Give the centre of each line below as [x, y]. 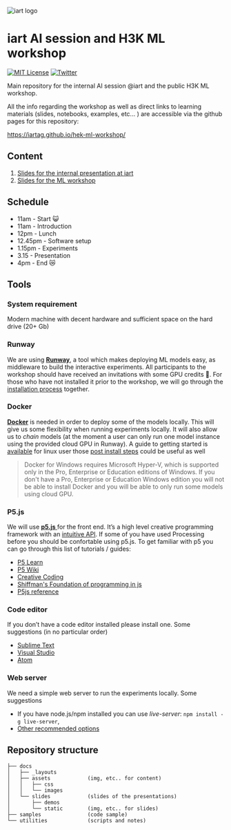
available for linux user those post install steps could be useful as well [106, 451]
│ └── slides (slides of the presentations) [92, 796]
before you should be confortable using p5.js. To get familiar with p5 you [110, 542]
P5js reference [38, 592]
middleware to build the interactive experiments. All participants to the [107, 367]
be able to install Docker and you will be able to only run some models [123, 487]
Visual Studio [36, 652]
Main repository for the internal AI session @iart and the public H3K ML [108, 86]
